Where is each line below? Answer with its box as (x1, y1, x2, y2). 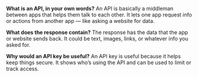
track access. (6, 65, 40, 72)
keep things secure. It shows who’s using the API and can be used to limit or (6, 59, 191, 66)
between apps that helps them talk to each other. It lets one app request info (6, 11, 192, 18)
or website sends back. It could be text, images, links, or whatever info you (6, 35, 189, 42)
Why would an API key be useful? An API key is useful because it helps (6, 53, 181, 59)
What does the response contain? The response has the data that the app (6, 29, 188, 36)
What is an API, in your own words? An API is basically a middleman (6, 5, 174, 12)
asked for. (6, 41, 31, 48)
